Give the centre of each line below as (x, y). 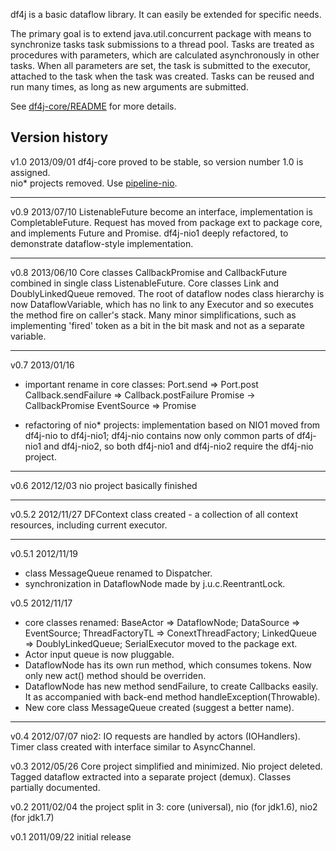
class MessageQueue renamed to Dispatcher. (118, 573)
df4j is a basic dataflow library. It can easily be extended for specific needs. (166, 14)
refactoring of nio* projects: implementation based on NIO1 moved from (172, 425)
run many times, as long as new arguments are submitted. (129, 87)
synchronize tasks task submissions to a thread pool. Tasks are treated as (162, 44)
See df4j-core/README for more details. (93, 106)
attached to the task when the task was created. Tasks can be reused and (162, 76)
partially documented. (55, 787)
